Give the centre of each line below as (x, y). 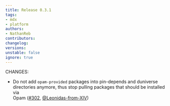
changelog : (17, 43)
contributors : (20, 39)
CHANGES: (17, 72)
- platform (17, 24)
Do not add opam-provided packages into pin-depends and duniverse (85, 82)
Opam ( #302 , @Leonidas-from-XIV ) (51, 98)
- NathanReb (18, 34)
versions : (16, 48)
